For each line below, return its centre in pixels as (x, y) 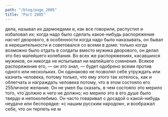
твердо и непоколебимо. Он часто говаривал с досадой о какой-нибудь (83, 98)
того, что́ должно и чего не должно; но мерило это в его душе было (78, 93)
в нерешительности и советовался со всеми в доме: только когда (76, 45)
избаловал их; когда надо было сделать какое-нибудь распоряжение (80, 34)
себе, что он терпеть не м (33, 109)
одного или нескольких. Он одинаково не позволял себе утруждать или (83, 71)
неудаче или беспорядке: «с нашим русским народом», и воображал (80, 103)
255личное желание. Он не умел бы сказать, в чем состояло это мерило (84, 87)
